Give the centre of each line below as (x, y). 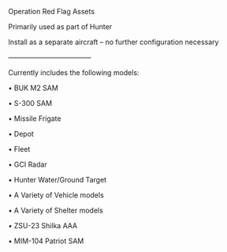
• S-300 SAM (30, 103)
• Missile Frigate (35, 118)
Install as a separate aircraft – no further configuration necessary (113, 42)
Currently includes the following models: (74, 73)
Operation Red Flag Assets (52, 11)
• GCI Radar (28, 164)
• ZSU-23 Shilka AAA (43, 226)
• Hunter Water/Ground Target (58, 180)
